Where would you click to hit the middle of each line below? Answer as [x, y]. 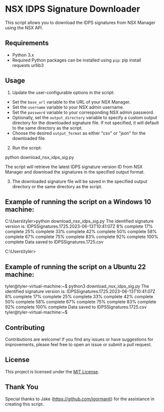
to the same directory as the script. [47, 128]
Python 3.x [23, 55]
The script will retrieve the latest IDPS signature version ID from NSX [74, 167]
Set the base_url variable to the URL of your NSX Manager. [71, 102]
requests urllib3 [28, 65]
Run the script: [27, 148]
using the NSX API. [24, 27]
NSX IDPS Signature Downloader [73, 9]
